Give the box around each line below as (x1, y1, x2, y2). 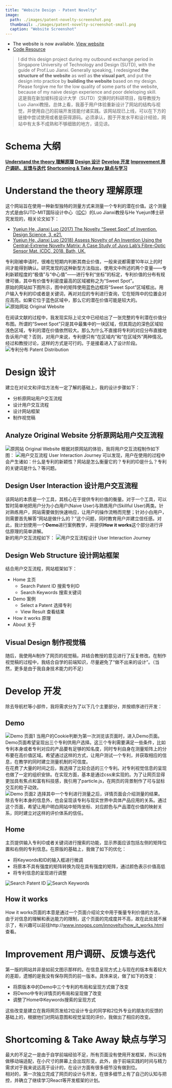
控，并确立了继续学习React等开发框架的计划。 (5, 1077, 103, 1083)
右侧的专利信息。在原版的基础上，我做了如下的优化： (14, 846, 126, 852)
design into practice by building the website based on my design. (17, 78, 157, 84)
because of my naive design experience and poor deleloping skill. (17, 89, 157, 95)
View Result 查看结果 (20, 608, 65, 615)
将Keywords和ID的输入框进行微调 (12, 857, 83, 863)
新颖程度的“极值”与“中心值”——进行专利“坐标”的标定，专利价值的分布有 (9, 271, 161, 278)
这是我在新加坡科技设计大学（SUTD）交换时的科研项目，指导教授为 (17, 95, 161, 101)
